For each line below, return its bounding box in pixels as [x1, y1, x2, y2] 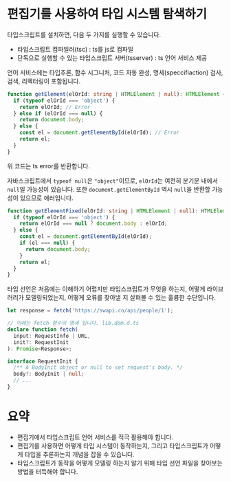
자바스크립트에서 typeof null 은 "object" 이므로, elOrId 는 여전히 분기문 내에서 [7, 177, 219, 185]
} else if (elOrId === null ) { [13, 110, 103, 117]
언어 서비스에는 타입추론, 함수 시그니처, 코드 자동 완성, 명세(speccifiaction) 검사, [7, 68, 223, 77]
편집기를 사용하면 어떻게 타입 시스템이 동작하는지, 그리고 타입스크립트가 [16, 441, 208, 450]
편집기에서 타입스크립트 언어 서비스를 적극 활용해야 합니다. [16, 432, 174, 441]
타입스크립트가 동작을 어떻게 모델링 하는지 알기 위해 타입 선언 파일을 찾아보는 [16, 459, 223, 467]
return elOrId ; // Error [19, 103, 91, 110]
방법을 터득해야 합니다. [16, 467, 78, 476]
